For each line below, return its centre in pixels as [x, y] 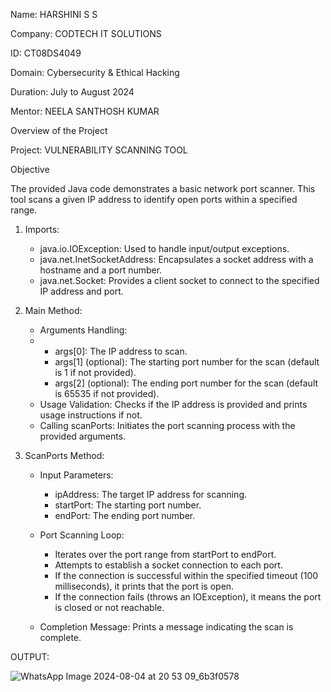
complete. [60, 637]
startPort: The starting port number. [128, 505]
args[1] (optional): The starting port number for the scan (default [187, 362]
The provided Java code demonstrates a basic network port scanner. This [163, 188]
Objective [30, 169]
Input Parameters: [76, 475]
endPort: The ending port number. [125, 515]
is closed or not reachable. [109, 607]
